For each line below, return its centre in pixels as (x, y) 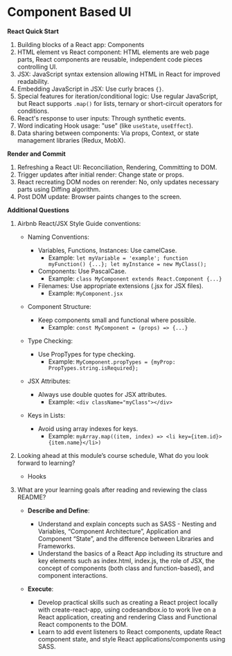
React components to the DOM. (83, 624)
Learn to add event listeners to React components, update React (130, 632)
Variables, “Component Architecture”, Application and (114, 531)
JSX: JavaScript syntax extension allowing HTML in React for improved (118, 74)
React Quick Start (33, 31)
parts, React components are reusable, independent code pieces (110, 59)
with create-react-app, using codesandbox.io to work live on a (127, 610)
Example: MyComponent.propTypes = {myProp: (112, 362)
